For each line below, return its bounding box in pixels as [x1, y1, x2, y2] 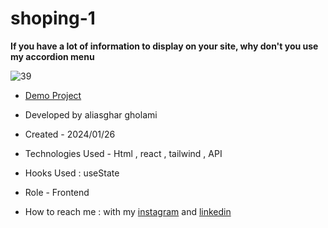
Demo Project [24, 89, 82, 101]
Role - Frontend [24, 186, 90, 198]
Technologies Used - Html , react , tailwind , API [24, 147, 223, 159]
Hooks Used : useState [24, 167, 120, 179]
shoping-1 [10, 7, 96, 30]
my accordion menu [10, 50, 95, 62]
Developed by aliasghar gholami [24, 108, 158, 121]
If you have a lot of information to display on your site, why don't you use [10, 40, 319, 52]
